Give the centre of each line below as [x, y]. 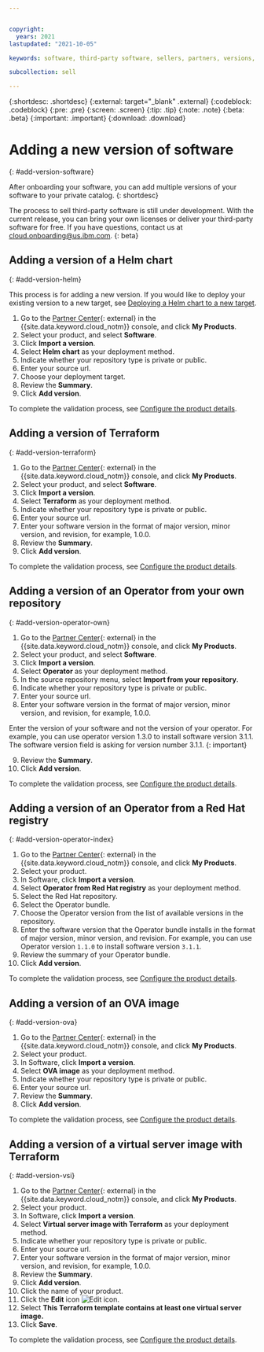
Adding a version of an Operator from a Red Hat [127, 808]
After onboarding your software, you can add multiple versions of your [123, 187]
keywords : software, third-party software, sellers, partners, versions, [132, 58]
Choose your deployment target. [73, 376]
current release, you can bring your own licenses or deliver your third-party [131, 219]
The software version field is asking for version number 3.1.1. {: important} [128, 745]
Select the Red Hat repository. [69, 897]
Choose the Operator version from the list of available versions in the [132, 913]
